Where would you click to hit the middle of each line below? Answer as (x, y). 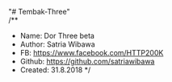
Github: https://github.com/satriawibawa (87, 61)
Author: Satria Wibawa (57, 44)
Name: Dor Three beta (57, 36)
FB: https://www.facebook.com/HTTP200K (92, 53)
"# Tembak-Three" (39, 12)
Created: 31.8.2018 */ (55, 70)
